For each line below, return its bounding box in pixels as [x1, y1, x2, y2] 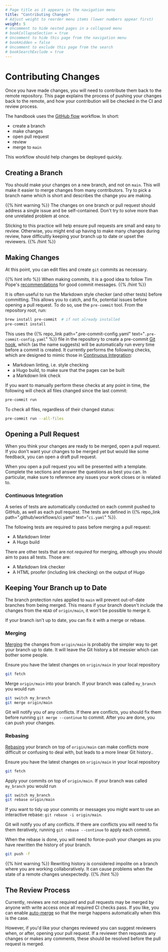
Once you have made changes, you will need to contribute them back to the [5, 87, 162, 93]
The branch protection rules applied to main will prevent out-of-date [5, 597, 145, 603]
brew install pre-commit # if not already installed [5, 317, 120, 322]
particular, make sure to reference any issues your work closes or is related [5, 474, 161, 480]
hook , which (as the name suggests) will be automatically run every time [5, 341, 155, 347]
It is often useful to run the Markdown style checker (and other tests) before [5, 292, 162, 298]
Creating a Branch [5, 169, 63, 177]
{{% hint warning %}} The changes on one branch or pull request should [5, 202, 155, 208]
